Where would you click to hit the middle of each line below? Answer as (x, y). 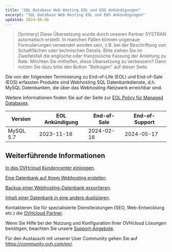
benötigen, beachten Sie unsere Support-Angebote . (60, 228)
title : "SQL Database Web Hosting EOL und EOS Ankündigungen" (73, 10)
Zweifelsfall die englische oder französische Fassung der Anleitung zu (92, 56)
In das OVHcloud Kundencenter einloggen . (50, 168)
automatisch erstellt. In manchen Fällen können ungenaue (79, 40)
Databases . (17, 103)
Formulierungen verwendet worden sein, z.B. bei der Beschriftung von (92, 45)
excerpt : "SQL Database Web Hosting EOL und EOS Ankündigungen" (75, 15)
